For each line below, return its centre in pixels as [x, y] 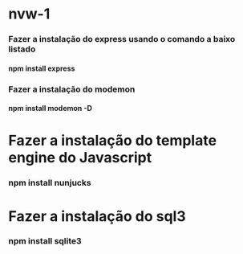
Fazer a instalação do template [113, 141]
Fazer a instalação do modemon [72, 89]
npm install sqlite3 [45, 241]
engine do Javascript [80, 158]
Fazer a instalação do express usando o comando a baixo [122, 39]
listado [22, 49]
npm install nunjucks [50, 183]
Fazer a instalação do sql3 [97, 216]
